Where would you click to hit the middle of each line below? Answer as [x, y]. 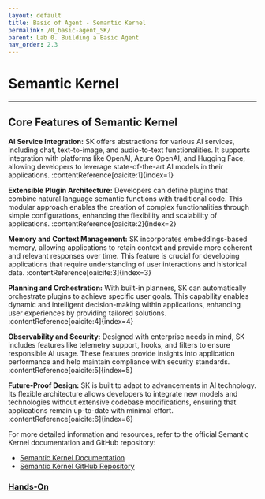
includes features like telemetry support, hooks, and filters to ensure [119, 344]
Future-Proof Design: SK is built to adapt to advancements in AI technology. [132, 385]
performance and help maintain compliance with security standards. [119, 361]
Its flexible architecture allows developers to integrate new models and [123, 393]
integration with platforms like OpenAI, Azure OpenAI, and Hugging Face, [127, 158]
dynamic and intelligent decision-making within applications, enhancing [125, 304]
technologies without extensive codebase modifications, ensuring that [122, 402]
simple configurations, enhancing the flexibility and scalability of [113, 215]
